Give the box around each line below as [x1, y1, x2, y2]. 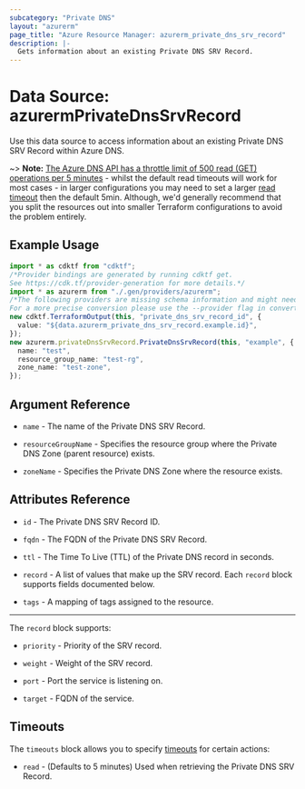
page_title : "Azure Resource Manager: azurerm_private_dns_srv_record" [9, 30, 286, 39]
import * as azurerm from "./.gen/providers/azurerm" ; [9, 287, 221, 296]
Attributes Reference [9, 492, 131, 507]
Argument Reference [9, 396, 131, 412]
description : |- [9, 38, 71, 48]
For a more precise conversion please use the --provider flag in [9, 304, 266, 314]
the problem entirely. [9, 211, 87, 223]
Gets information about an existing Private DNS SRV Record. [17, 47, 254, 56]
